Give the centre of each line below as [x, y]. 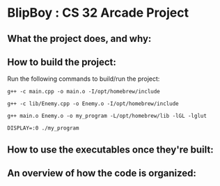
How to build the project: [62, 62]
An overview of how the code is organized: [102, 173]
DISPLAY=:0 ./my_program [43, 128]
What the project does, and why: [79, 39]
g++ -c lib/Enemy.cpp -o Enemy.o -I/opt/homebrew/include [93, 104]
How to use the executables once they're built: [110, 149]
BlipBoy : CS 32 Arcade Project [98, 13]
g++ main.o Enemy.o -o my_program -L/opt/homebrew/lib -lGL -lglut [107, 116]
